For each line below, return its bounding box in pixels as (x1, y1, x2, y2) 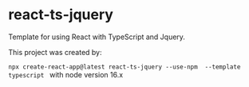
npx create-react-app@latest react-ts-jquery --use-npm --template (8, 62, 241, 71)
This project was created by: (8, 47, 102, 57)
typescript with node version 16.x (8, 69, 124, 79)
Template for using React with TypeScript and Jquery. (8, 32, 186, 42)
